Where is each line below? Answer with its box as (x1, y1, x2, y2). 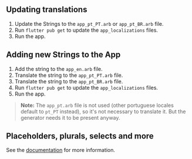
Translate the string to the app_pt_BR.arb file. (14, 77, 123, 84)
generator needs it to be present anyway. (20, 114, 120, 121)
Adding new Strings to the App (6, 50, 121, 60)
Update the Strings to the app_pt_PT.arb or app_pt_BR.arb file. (14, 20, 164, 27)
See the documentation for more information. (6, 147, 116, 154)
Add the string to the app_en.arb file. (14, 65, 103, 72)
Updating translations (6, 5, 87, 15)
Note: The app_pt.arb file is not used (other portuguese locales (20, 102, 174, 109)
